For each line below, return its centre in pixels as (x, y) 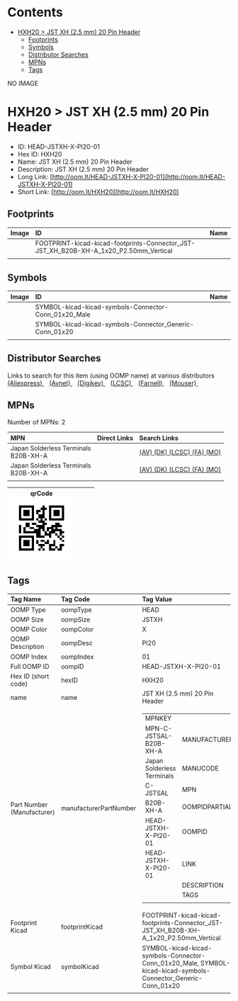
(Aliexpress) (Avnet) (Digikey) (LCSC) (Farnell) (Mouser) (102, 383)
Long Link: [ (35, 176)
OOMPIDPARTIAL (207, 807)
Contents (35, 12)
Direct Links (115, 438)
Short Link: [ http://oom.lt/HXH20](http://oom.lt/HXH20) (98, 191)
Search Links (159, 438)
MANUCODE (200, 768)
